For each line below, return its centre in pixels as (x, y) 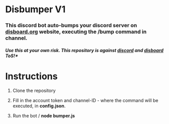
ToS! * (12, 56)
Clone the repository (34, 90)
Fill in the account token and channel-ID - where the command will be (85, 100)
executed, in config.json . (39, 106)
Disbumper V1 (36, 9)
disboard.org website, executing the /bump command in (76, 32)
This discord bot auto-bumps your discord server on (71, 26)
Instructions (31, 76)
